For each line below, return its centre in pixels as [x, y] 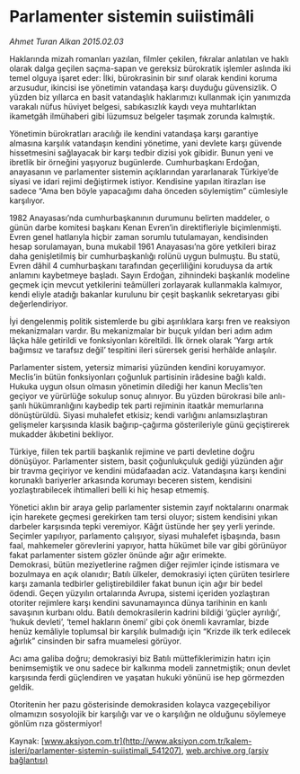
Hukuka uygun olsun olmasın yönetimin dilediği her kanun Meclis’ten [136, 386]
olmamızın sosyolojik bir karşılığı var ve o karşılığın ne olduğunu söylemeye [148, 714]
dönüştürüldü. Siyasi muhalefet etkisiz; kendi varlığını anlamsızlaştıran [138, 414]
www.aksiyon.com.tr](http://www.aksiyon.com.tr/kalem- [148, 741]
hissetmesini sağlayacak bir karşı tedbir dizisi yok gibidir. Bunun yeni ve [141, 152]
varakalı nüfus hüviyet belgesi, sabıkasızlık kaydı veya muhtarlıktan [133, 106]
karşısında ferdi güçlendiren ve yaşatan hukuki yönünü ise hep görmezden [147, 677]
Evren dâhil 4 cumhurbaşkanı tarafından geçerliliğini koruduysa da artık [141, 265]
